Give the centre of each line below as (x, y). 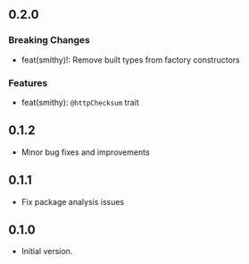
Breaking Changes (50, 40)
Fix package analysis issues (73, 201)
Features (28, 82)
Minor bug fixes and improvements (85, 152)
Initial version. (47, 251)
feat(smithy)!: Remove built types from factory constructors (130, 60)
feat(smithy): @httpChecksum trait (80, 102)
